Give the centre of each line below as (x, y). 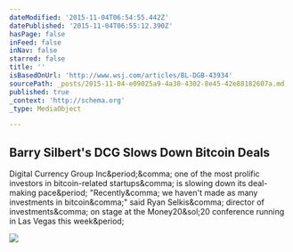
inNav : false (33, 51)
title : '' (28, 68)
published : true (39, 92)
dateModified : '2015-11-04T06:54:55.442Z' (89, 17)
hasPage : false (37, 34)
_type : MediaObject (45, 109)
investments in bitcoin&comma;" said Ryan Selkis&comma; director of (137, 202)
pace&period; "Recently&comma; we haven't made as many (148, 193)
